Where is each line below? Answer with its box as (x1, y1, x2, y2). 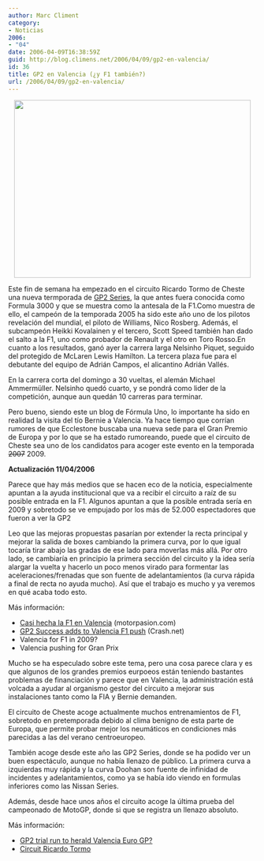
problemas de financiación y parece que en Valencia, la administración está (8, 675, 254, 684)
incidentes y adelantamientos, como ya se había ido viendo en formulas (8, 773, 241, 782)
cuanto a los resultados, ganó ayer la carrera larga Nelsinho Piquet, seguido (8, 343, 255, 352)
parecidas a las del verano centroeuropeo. (8, 732, 146, 742)
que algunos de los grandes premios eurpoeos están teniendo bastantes (8, 667, 244, 676)
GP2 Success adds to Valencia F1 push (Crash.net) (19, 626, 185, 636)
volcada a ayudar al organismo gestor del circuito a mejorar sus (8, 683, 215, 693)
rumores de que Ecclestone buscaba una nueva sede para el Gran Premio (8, 423, 248, 433)
